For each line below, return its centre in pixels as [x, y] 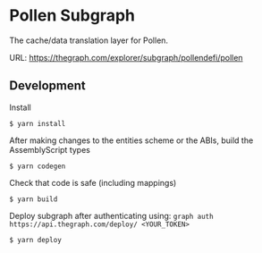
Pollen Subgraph [72, 16]
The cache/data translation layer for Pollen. [89, 40]
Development [48, 86]
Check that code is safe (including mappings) [93, 182]
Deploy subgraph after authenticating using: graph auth [111, 215]
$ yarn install [38, 123]
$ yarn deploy [36, 240]
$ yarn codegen [38, 166]
